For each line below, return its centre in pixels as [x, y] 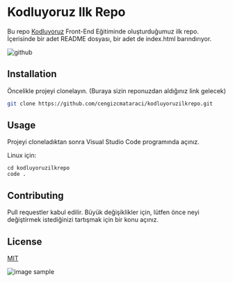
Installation [32, 74]
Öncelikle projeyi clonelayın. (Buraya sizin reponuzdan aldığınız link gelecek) [116, 90]
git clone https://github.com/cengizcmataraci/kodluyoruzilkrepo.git [110, 104]
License [25, 242]
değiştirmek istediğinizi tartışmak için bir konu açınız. [83, 220]
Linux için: [22, 155]
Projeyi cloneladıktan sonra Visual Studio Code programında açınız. [103, 142]
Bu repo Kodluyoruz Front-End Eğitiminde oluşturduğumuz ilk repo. [103, 31]
